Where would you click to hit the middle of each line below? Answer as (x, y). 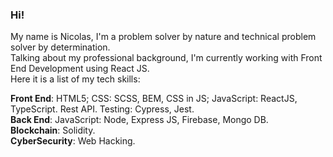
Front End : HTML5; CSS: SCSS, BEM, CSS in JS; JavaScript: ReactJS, (154, 99)
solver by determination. (60, 47)
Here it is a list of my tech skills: (75, 79)
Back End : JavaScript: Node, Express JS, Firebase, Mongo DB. (139, 120)
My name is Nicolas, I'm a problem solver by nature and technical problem (163, 37)
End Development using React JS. (80, 69)
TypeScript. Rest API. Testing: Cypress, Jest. (102, 109)
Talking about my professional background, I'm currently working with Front (166, 58)
